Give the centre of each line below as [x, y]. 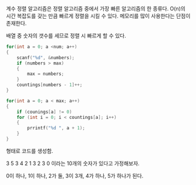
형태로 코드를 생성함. [30, 150]
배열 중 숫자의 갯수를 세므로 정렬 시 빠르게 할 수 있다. [66, 36]
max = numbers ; [46, 74]
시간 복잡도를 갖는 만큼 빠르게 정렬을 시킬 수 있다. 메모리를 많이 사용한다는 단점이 [98, 16]
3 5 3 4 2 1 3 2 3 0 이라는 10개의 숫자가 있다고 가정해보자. [73, 163]
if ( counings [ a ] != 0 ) [44, 112]
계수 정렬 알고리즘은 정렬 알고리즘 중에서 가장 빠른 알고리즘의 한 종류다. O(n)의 [96, 8]
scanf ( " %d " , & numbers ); [46, 57]
